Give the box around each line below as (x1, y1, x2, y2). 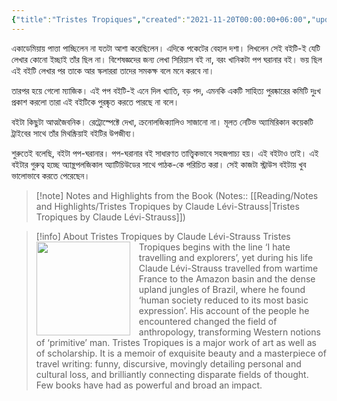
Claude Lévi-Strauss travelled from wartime (138, 262, 319, 274)
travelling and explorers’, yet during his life (138, 251, 314, 263)
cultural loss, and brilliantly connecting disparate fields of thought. (35, 368, 309, 380)
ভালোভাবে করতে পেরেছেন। (11, 169, 91, 181)
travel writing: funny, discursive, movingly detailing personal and (35, 357, 302, 370)
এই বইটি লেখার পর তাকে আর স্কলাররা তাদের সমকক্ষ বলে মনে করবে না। (11, 64, 215, 76)
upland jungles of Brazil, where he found (138, 283, 306, 295)
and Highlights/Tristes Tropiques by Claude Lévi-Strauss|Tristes (35, 200, 300, 212)
